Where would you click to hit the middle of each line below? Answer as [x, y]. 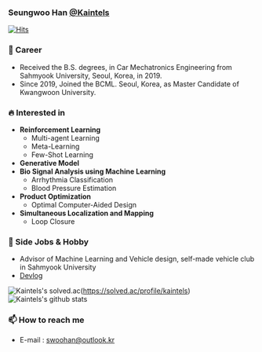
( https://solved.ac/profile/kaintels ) [135, 291]
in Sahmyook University [58, 267]
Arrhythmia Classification [72, 179]
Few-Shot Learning [62, 154]
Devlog [31, 276]
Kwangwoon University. [58, 92]
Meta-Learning [55, 146]
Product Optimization [55, 196]
